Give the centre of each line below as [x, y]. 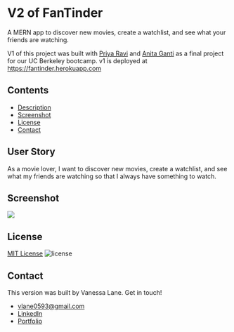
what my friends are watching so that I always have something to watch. [112, 176]
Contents [28, 90]
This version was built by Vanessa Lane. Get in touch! [85, 292]
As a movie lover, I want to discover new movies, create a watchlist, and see [117, 168]
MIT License [25, 253]
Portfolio [30, 321]
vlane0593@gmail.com [51, 306]
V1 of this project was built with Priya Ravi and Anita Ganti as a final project [116, 53]
